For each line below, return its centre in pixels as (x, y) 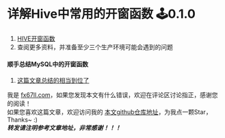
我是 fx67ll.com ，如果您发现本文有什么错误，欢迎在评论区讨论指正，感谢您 (112, 95)
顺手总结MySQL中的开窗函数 (48, 64)
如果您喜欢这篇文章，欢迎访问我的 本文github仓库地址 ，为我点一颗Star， (109, 112)
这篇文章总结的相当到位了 (53, 81)
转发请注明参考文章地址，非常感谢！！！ (64, 128)
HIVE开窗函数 (36, 38)
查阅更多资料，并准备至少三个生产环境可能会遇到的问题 (95, 47)
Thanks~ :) (22, 120)
